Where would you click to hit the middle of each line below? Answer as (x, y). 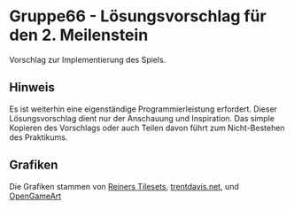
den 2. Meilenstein (79, 35)
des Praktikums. (39, 137)
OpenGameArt (35, 196)
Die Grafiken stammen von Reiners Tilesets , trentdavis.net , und (124, 186)
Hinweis (32, 87)
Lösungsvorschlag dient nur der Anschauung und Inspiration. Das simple (142, 118)
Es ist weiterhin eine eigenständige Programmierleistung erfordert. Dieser (143, 109)
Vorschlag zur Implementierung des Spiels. (88, 59)
